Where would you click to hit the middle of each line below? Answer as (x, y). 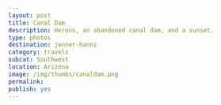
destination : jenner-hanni (53, 45)
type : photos (30, 37)
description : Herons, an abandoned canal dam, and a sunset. (111, 30)
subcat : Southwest (38, 60)
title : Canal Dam (37, 23)
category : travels (38, 52)
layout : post (30, 15)
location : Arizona (38, 67)
